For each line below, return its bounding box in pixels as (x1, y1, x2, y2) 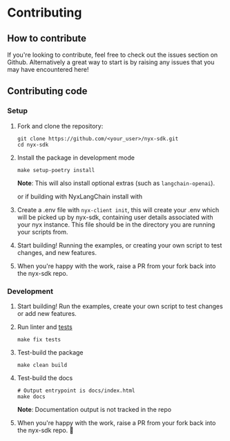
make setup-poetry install (17, 167, 95, 173)
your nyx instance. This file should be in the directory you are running (17, 220, 215, 229)
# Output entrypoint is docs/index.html (17, 387, 135, 394)
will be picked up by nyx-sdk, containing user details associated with (17, 213, 213, 221)
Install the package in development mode (17, 153, 135, 162)
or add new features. (17, 309, 77, 317)
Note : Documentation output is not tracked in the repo (17, 405, 171, 413)
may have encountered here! (7, 66, 89, 73)
